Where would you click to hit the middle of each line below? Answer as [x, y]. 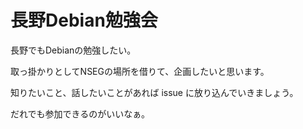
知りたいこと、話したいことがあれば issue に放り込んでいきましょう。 [154, 92]
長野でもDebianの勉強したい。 [73, 50]
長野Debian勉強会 [84, 20]
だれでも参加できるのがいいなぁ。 [80, 113]
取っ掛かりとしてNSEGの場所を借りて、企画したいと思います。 [140, 71]
